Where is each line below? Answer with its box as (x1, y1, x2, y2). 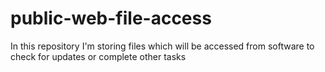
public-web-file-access (10, 7, 212, 30)
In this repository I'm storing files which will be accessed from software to (10, 40, 315, 52)
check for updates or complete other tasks (10, 50, 187, 62)
